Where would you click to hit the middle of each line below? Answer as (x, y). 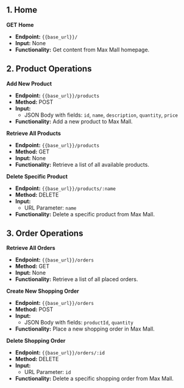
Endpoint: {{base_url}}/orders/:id (60, 353)
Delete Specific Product (37, 176)
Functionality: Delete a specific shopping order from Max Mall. (94, 379)
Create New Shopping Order (43, 291)
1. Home (22, 10)
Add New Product (29, 83)
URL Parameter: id (48, 372)
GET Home (20, 24)
